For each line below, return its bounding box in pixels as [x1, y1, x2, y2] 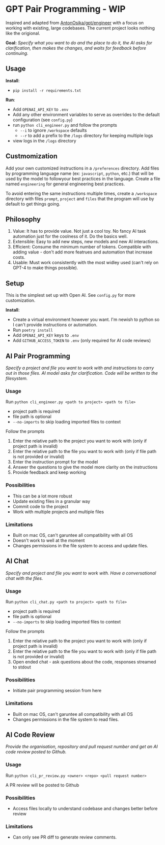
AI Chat [5, 557, 29, 565]
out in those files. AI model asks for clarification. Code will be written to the [5, 370, 158, 376]
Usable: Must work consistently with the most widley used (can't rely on [12, 260, 159, 266]
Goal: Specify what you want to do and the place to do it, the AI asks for [5, 39, 153, 45]
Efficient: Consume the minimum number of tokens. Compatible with [12, 244, 151, 250]
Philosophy [5, 215, 41, 223]
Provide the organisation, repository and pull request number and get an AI [5, 743, 158, 750]
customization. [5, 297, 36, 304]
